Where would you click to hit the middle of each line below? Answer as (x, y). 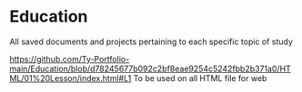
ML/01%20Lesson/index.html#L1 (70, 78)
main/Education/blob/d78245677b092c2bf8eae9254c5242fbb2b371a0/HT (150, 69)
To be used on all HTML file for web (200, 78)
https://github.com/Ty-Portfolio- (70, 59)
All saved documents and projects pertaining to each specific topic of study (151, 41)
